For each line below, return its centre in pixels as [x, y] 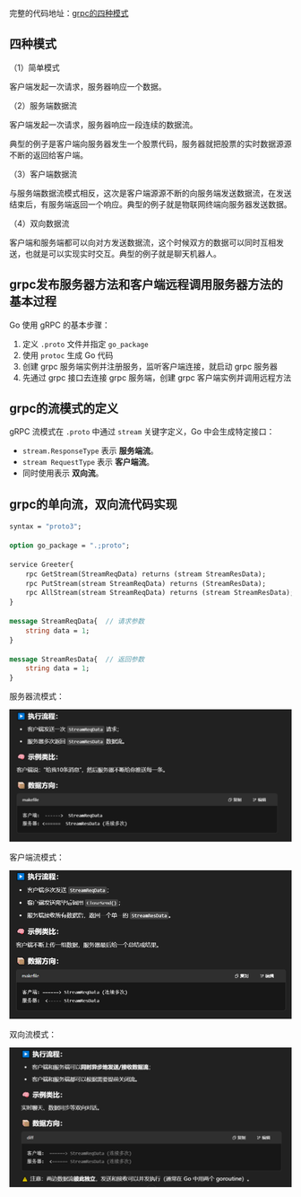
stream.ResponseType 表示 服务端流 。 [90, 450]
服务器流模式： [37, 696]
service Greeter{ [42, 564]
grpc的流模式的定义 [64, 409]
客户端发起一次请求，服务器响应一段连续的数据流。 [103, 125]
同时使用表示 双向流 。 [63, 473]
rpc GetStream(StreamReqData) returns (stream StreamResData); [146, 574]
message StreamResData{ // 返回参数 [77, 659]
